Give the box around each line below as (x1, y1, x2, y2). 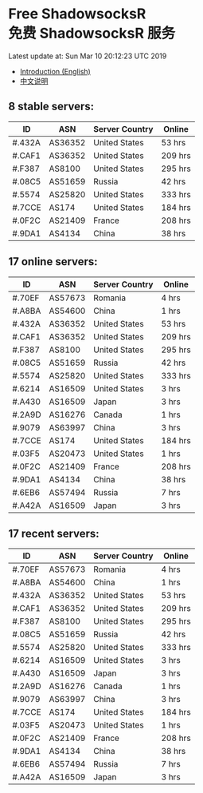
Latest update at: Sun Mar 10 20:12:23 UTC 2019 (8, 51, 167, 61)
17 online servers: (8, 255, 98, 268)
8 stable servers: (8, 100, 94, 113)
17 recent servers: (8, 526, 100, 540)
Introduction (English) (19, 66, 92, 76)
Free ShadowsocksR (8, 5, 146, 23)
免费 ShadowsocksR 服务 (8, 25, 176, 42)
